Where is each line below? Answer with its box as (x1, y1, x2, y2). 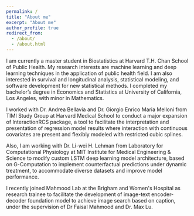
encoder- (151, 191, 174, 198)
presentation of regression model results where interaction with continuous (6, 124, 188, 132)
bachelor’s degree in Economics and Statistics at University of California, (6, 88, 182, 95)
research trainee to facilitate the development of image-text (6, 191, 151, 198)
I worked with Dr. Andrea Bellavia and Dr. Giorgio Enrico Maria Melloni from (6, 106, 188, 113)
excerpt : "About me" (6, 19, 57, 25)
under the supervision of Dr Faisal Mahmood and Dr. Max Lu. (6, 203, 154, 210)
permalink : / (6, 8, 38, 15)
